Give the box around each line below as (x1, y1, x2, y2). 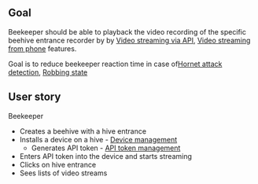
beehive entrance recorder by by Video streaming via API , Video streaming (8, 35, 251, 45)
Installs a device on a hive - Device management (19, 134, 178, 144)
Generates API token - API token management (31, 143, 181, 153)
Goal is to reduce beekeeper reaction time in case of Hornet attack (8, 59, 223, 68)
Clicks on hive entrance (19, 160, 97, 169)
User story (8, 90, 61, 104)
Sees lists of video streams (19, 168, 108, 178)
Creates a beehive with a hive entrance (19, 126, 147, 136)
